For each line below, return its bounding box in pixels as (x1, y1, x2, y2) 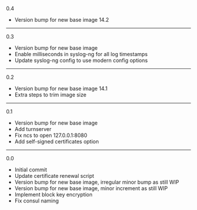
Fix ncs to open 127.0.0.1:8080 (14, 132, 87, 139)
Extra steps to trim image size (14, 91, 87, 98)
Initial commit (14, 166, 47, 173)
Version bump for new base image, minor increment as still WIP (14, 185, 168, 192)
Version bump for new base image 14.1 (14, 85, 108, 92)
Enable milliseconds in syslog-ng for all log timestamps (14, 51, 148, 57)
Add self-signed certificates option (14, 138, 99, 145)
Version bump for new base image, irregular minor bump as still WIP (14, 178, 179, 185)
